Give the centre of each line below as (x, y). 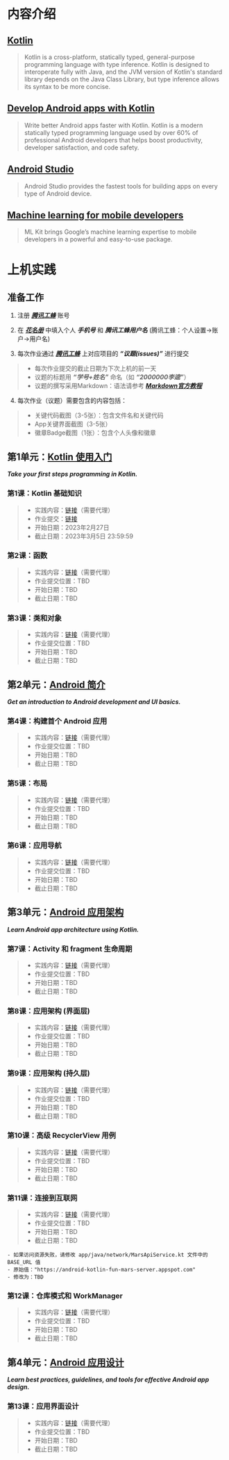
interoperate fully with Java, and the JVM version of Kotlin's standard (123, 72)
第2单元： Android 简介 (57, 685)
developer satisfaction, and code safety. (82, 147)
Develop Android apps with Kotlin (81, 109)
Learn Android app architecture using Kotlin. (73, 929)
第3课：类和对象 (35, 618)
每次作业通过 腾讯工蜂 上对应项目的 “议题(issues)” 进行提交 (103, 354)
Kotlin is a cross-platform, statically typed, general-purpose (110, 57)
